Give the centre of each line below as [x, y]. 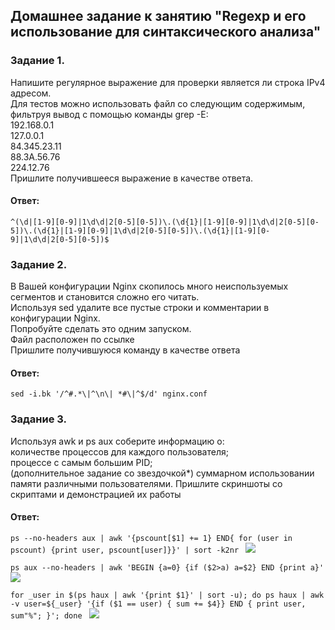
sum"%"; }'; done [46, 615]
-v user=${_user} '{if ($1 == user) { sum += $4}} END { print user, [158, 604]
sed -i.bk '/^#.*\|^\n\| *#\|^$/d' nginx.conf [109, 394]
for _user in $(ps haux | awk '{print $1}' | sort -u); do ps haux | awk [167, 595]
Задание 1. [37, 61]
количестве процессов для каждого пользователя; [119, 451]
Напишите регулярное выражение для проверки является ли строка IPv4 [168, 82]
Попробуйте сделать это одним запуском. [101, 329]
